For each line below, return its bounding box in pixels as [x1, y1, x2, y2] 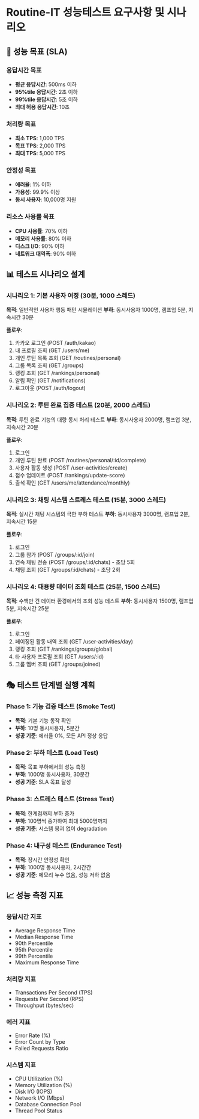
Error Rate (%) [14, 1032, 51, 1039]
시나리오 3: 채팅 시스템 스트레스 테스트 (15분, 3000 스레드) [6, 495, 167, 504]
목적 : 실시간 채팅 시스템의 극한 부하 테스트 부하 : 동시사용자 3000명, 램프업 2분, [6, 510, 190, 518]
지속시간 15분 [6, 518, 38, 525]
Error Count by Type [14, 1038, 65, 1046]
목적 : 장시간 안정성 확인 [14, 856, 70, 863]
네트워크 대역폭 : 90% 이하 [14, 250, 77, 257]
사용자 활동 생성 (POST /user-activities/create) [14, 464, 128, 471]
